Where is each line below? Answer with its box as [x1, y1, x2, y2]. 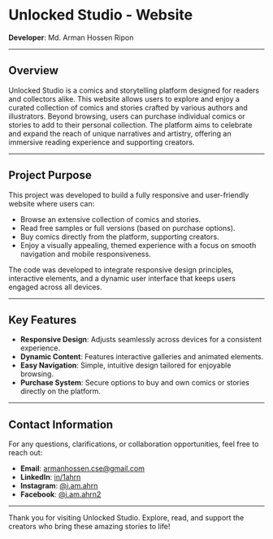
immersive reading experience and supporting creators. [8, 137, 195, 147]
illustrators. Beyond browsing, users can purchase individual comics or [8, 111, 245, 121]
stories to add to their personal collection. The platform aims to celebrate [8, 120, 253, 129]
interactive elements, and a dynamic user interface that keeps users [8, 273, 236, 283]
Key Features [8, 313, 77, 327]
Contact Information [8, 417, 114, 432]
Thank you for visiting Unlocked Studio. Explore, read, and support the [8, 513, 245, 523]
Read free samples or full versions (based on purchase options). [19, 223, 236, 233]
